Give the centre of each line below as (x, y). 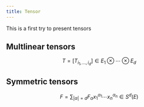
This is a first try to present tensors (49, 28)
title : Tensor (24, 11)
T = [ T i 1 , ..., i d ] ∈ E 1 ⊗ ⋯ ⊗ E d (99, 62)
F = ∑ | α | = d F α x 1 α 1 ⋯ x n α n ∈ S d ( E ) (99, 97)
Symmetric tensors (42, 81)
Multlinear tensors (41, 47)
